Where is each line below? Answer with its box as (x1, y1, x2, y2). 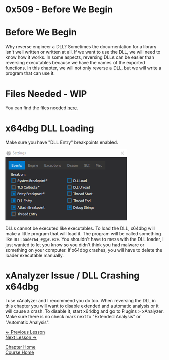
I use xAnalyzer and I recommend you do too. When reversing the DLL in (5, 297, 156, 303)
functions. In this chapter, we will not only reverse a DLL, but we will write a (5, 65, 161, 71)
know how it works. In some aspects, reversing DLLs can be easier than (5, 54, 155, 60)
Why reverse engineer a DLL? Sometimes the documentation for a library (5, 44, 157, 50)
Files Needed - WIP (5, 88, 87, 100)
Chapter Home (5, 344, 36, 350)
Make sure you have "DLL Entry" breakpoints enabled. (5, 139, 118, 145)
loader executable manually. (5, 252, 64, 258)
